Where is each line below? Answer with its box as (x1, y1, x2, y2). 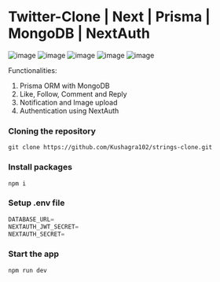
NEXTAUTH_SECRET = (8, 230, 65, 238)
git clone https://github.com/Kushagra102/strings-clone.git (8, 144, 213, 152)
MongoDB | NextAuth (8, 24, 151, 42)
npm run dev (8, 266, 47, 274)
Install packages (8, 162, 73, 173)
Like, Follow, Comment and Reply (19, 89, 127, 98)
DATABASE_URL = (8, 215, 55, 223)
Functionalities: (8, 65, 57, 75)
